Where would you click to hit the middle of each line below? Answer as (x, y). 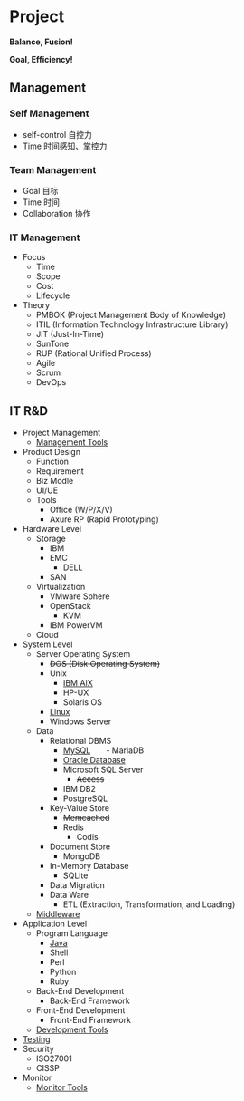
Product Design (52, 452)
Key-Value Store (80, 808)
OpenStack (70, 606)
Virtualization (61, 587)
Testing (37, 1039)
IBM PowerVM (76, 625)
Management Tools (72, 442)
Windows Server (80, 721)
